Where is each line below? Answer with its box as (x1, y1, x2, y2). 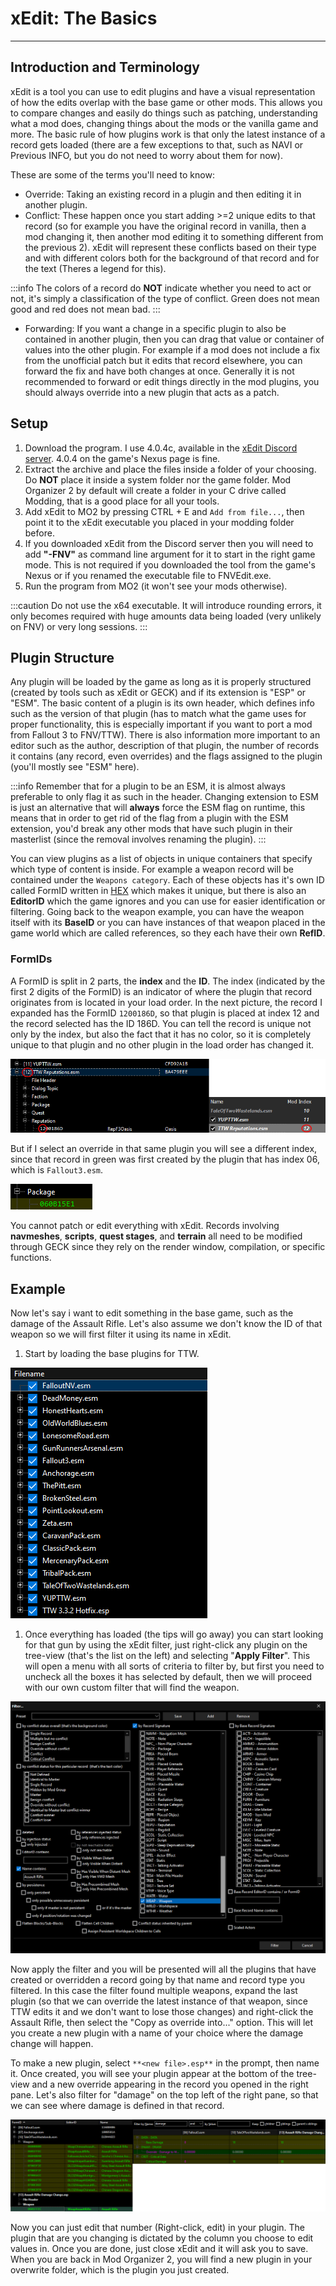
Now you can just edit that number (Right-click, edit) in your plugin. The (10, 2221, 306, 2233)
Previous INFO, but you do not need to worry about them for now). (10, 149, 283, 161)
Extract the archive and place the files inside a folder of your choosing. (24, 463, 317, 475)
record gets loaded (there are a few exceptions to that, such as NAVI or (10, 138, 304, 151)
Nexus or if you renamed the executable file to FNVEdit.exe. (24, 569, 272, 581)
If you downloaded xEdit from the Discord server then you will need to (24, 537, 314, 549)
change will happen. (10, 2038, 94, 2050)
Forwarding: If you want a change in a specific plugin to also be (24, 322, 287, 334)
